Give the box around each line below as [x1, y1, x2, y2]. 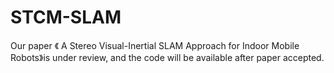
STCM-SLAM [10, 6, 122, 29]
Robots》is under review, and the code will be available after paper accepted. [10, 51, 325, 63]
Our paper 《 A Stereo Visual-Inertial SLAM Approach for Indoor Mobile [10, 39, 300, 51]
